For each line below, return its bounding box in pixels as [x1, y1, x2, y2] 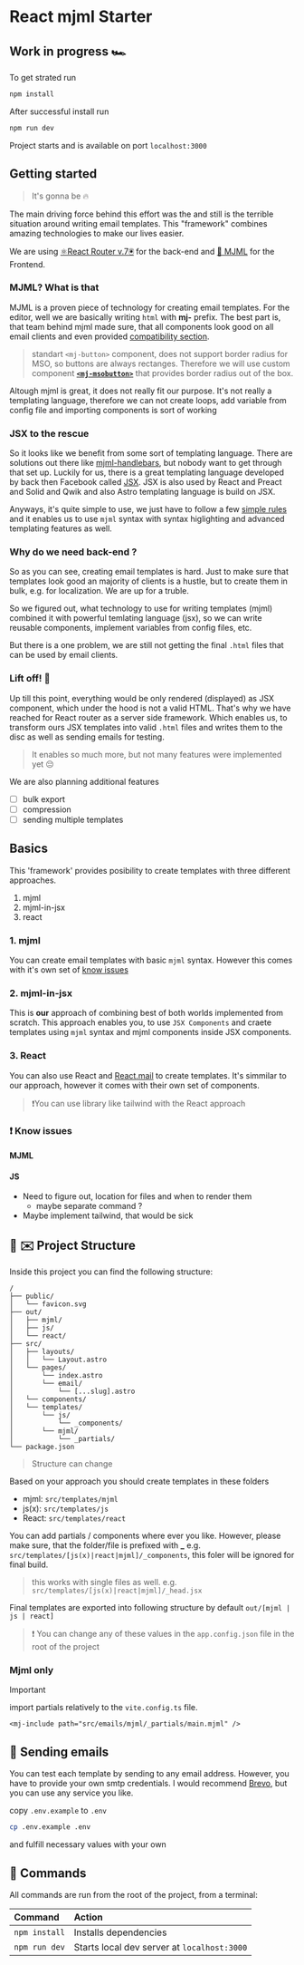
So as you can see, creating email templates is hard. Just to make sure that [9, 566, 290, 577]
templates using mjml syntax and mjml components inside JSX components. [9, 1027, 292, 1038]
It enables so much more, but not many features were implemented [31, 749, 282, 760]
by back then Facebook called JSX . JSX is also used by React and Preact [9, 477, 282, 488]
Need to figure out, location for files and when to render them [22, 1191, 252, 1202]
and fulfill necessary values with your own [9, 1839, 167, 1850]
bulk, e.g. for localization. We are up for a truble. [9, 586, 190, 596]
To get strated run [9, 73, 77, 82]
